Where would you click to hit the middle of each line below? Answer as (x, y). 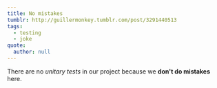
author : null (32, 52)
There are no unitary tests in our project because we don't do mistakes (109, 71)
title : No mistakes (35, 13)
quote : (17, 45)
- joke (23, 39)
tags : (15, 26)
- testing (27, 33)
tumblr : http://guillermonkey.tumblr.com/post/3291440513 (92, 20)
